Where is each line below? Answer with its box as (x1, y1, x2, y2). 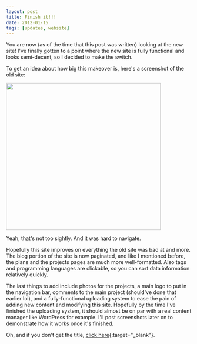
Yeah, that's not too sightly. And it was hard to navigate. (6, 235, 141, 242)
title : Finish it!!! (6, 14, 57, 20)
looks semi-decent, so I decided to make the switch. (6, 54, 133, 61)
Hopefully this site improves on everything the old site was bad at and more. (6, 246, 191, 253)
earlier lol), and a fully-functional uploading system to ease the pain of (6, 295, 176, 302)
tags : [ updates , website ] (6, 25, 69, 31)
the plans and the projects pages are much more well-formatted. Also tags (6, 259, 186, 266)
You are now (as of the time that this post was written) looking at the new (6, 41, 183, 48)
